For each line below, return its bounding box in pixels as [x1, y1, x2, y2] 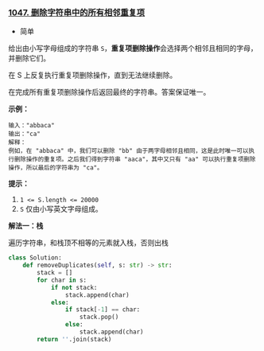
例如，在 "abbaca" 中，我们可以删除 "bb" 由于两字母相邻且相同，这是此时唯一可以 [8, 147, 249, 155]
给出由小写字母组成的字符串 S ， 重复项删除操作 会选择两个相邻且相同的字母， [8, 44, 258, 53]
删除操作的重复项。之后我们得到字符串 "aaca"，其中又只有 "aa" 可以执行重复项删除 [14, 155, 256, 164]
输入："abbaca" [8, 122, 55, 130]
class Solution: [8, 254, 62, 262]
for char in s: [37, 276, 87, 284]
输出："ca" [8, 130, 41, 138]
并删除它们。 [8, 53, 50, 63]
